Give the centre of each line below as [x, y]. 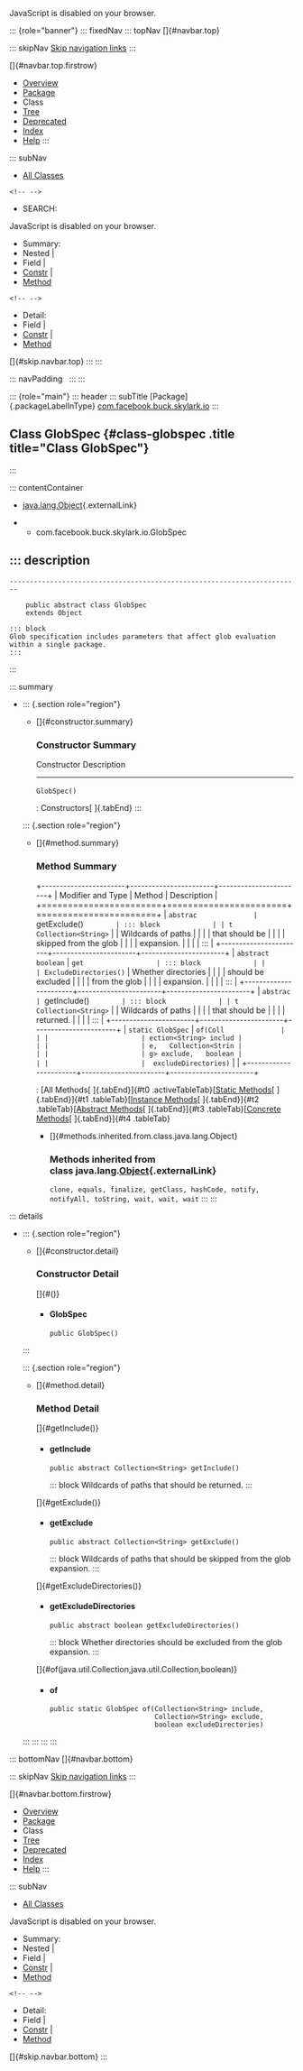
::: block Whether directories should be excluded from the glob [165, 1642]
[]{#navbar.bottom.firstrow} [61, 1794]
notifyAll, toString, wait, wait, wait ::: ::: [133, 1198]
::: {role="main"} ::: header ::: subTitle [79, 396]
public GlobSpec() [84, 1334]
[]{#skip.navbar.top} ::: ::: [56, 361]
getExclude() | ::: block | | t [134, 925]
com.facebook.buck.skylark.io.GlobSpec [111, 532]
